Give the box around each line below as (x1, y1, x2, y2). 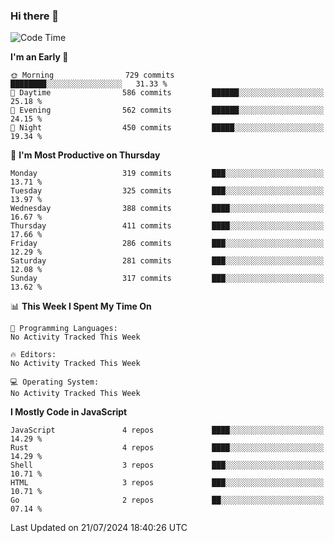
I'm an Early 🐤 (10, 51, 69, 63)
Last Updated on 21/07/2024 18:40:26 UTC (10, 522, 188, 534)
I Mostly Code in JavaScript (10, 406, 128, 418)
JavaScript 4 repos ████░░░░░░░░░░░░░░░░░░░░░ (10, 425, 325, 436)
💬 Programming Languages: (10, 324, 118, 334)
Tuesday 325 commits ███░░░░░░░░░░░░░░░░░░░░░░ (10, 186, 325, 196)
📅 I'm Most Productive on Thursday (10, 149, 161, 161)
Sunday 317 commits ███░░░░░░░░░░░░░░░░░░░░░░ (10, 274, 325, 284)
